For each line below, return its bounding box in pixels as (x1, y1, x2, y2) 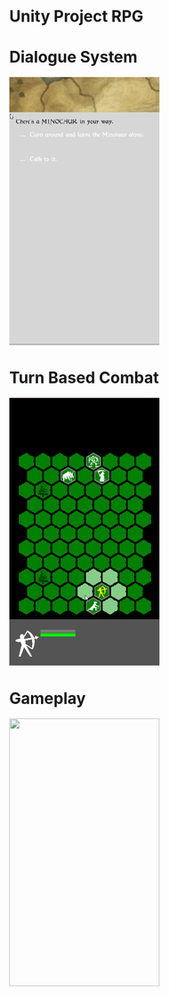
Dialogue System (9, 47, 138, 68)
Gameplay (9, 689, 86, 709)
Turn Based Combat (9, 368, 160, 388)
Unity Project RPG (9, 6, 144, 27)
